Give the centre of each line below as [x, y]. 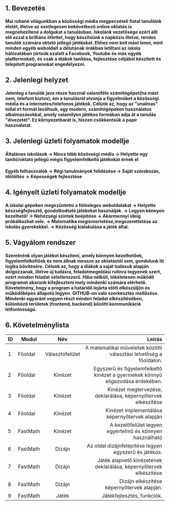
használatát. [19, 125]
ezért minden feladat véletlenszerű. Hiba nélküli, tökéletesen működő [80, 277]
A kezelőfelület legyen [136, 425]
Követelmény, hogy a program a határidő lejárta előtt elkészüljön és [78, 287]
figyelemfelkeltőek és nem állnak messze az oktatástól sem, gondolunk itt [85, 261]
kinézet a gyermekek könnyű [128, 375]
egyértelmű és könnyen [134, 431]
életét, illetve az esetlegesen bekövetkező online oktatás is [69, 26]
